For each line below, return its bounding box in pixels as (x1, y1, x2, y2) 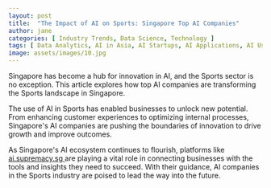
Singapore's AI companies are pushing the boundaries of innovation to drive (8, 121, 261, 130)
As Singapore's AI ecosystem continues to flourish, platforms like (8, 145, 225, 154)
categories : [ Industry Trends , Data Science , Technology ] (8, 34, 215, 43)
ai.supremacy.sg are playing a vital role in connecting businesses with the (8, 153, 253, 163)
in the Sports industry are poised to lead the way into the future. (8, 170, 221, 180)
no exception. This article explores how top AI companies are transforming (8, 80, 256, 89)
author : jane (8, 27, 52, 35)
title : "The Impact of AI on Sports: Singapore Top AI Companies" (8, 19, 240, 27)
